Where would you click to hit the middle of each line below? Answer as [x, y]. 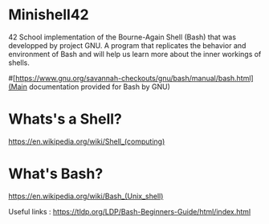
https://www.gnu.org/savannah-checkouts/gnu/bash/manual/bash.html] [134, 78]
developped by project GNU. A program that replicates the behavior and [127, 45]
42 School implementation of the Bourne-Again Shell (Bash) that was [122, 37]
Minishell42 [49, 15]
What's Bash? [56, 174]
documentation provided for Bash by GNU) [100, 87]
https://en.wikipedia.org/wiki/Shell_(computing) [87, 141]
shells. [19, 63]
